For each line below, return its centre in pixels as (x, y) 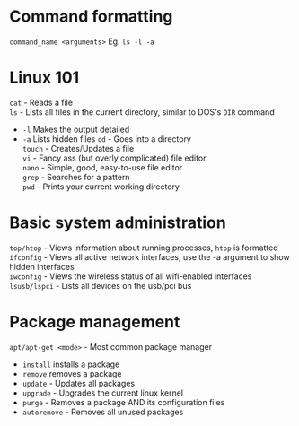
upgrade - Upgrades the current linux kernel (103, 393)
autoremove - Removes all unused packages (103, 412)
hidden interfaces (42, 266)
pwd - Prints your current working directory (101, 187)
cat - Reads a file (41, 102)
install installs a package (71, 364)
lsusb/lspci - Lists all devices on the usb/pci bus (101, 285)
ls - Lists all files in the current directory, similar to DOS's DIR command (142, 112)
